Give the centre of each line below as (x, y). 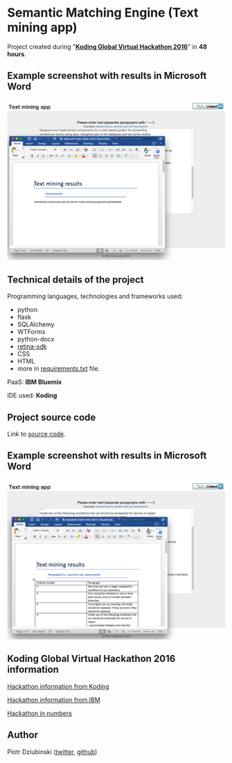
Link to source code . (36, 434)
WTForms (31, 332)
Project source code (52, 417)
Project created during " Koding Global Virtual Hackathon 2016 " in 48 (107, 46)
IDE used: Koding (32, 396)
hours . (17, 54)
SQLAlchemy (36, 324)
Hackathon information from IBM (54, 700)
